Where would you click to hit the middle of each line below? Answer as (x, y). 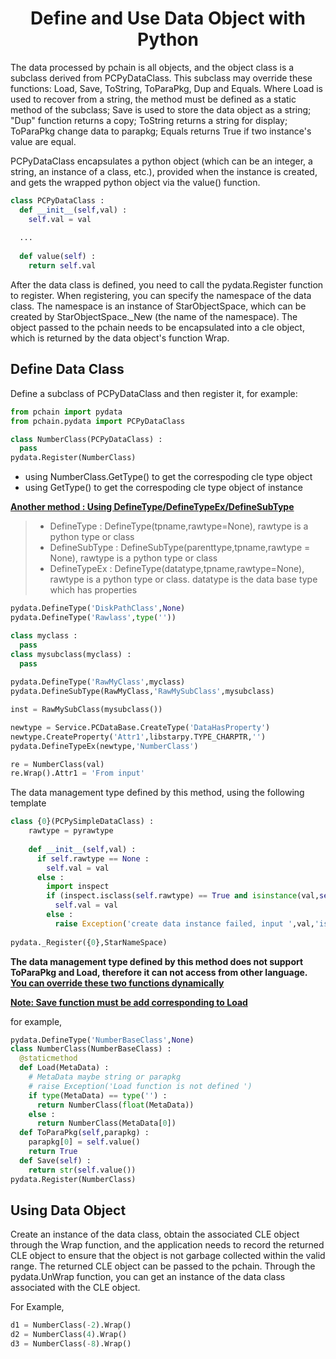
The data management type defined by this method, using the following (157, 793)
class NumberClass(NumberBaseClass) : (91, 1049)
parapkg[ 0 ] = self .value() (84, 1142)
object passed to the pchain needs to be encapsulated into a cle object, (157, 327)
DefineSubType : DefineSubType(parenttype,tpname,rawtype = (180, 548)
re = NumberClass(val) (57, 764)
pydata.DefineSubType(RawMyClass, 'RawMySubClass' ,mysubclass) (142, 692)
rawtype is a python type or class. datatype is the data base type (183, 579)
